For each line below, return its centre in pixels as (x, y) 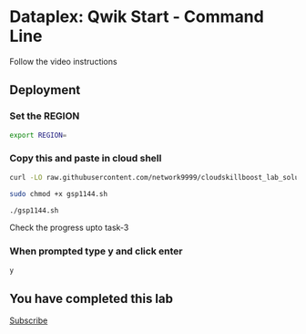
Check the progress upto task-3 (69, 228)
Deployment (45, 90)
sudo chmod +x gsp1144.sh (58, 193)
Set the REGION (45, 116)
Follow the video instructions (63, 61)
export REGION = (38, 135)
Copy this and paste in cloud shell (86, 159)
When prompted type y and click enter (96, 251)
